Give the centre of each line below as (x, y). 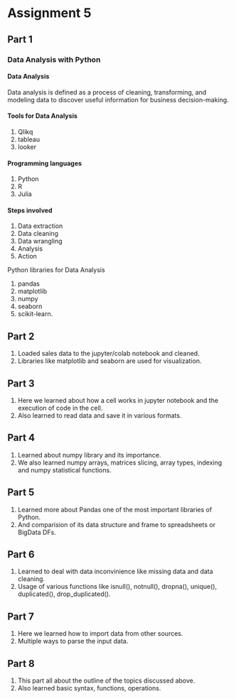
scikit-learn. (35, 314)
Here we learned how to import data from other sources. (100, 634)
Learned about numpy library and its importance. (89, 455)
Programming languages (45, 163)
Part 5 (21, 493)
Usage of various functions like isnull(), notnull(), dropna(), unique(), (117, 587)
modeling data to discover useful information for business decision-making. (118, 99)
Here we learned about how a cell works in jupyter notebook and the (118, 400)
